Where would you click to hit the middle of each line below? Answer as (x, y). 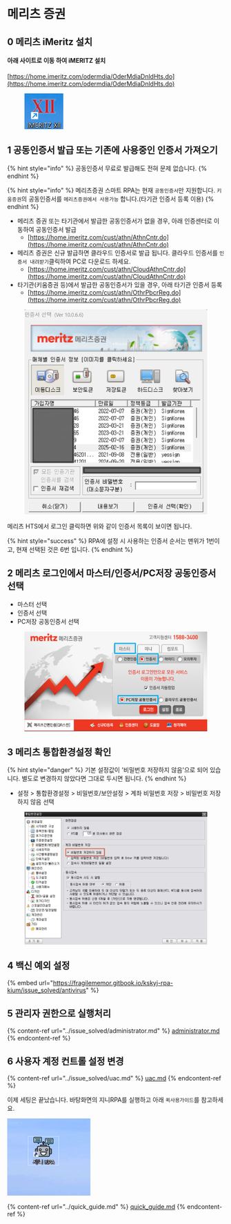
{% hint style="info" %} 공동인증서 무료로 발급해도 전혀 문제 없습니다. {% (107, 168)
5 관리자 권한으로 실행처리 (59, 1014)
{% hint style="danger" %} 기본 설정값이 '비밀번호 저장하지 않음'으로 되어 (108, 770)
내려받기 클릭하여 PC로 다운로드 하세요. (80, 261)
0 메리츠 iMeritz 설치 (50, 42)
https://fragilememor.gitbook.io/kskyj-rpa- (113, 983)
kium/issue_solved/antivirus (47, 990)
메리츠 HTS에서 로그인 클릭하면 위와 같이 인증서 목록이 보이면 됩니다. (100, 526)
